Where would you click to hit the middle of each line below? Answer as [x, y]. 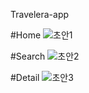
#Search [28, 56]
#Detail [25, 77]
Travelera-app [40, 14]
